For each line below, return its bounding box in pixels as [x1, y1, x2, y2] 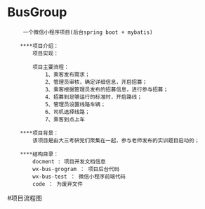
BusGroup [7, 4, 67, 20]
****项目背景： [20, 129, 59, 137]
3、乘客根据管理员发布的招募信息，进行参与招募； [44, 86, 168, 93]
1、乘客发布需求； [44, 71, 91, 78]
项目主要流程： [32, 63, 70, 70]
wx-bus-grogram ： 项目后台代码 [32, 165, 120, 172]
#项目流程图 [7, 194, 42, 202]
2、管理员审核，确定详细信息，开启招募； [44, 78, 147, 85]
